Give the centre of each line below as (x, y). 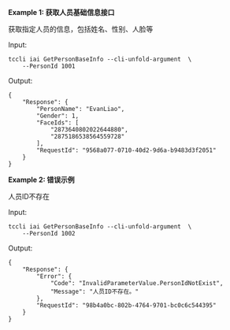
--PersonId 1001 (49, 66)
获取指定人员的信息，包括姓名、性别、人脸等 (81, 29)
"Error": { (54, 276)
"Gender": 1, (58, 116)
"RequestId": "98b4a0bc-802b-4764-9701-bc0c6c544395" (126, 306)
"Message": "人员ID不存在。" (95, 291)
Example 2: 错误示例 (41, 180)
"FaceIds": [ (58, 123)
